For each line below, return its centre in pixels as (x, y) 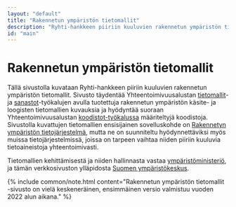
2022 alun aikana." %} (40, 196)
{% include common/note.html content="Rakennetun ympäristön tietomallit (116, 182)
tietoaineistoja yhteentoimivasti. (53, 147)
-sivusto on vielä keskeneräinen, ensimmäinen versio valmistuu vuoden (111, 189)
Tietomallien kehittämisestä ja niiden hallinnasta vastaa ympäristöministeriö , (117, 161)
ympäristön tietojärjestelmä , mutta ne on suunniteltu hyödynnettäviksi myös (117, 132)
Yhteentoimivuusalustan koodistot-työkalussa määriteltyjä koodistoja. (108, 117)
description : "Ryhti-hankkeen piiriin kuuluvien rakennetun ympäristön (114, 27)
